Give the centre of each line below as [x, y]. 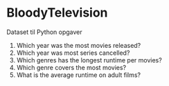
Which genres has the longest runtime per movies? [89, 60]
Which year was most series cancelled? [73, 53]
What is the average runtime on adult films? [79, 75]
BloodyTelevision [57, 13]
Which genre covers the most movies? [71, 67]
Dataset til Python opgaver [44, 32]
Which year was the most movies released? [79, 45]
